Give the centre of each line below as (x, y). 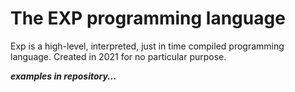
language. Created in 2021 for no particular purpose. (118, 56)
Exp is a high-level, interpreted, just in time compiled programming (147, 46)
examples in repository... (63, 76)
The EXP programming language (148, 18)
